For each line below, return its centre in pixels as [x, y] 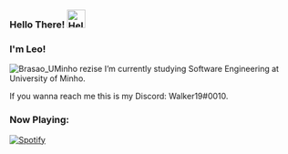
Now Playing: [40, 120]
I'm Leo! [28, 48]
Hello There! [37, 25]
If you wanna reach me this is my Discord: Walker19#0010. [119, 97]
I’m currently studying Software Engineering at [192, 69]
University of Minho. [48, 78]
